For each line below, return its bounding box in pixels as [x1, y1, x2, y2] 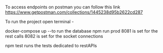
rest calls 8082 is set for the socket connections [5, 34, 103, 39]
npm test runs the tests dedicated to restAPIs [5, 43, 97, 48]
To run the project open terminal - [5, 19, 74, 24]
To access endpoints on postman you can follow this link [5, 4, 121, 10]
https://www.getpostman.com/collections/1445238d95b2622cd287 [5, 9, 143, 15]
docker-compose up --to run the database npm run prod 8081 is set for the [5, 28, 158, 34]
